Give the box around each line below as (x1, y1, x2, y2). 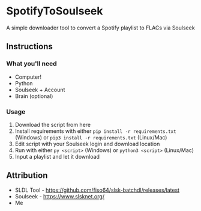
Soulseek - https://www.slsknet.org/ (14, 192, 105, 200)
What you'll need (6, 60, 57, 68)
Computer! (14, 73, 42, 81)
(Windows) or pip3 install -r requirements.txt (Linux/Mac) (14, 133, 167, 141)
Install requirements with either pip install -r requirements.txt (14, 127, 176, 135)
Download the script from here (14, 121, 91, 128)
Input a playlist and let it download (14, 153, 100, 160)
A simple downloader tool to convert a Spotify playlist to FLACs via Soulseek (6, 24, 195, 31)
